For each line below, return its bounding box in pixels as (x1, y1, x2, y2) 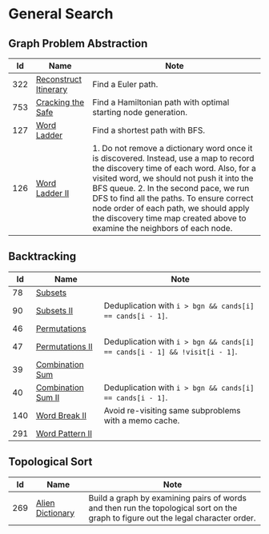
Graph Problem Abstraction (8, 37, 148, 50)
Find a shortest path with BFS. (92, 125, 206, 136)
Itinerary (35, 84, 68, 94)
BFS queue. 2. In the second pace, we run (92, 183, 250, 193)
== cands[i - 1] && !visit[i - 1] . (103, 345, 238, 357)
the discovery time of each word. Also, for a (92, 163, 256, 173)
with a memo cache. (103, 415, 180, 426)
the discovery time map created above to (92, 213, 247, 224)
